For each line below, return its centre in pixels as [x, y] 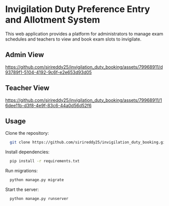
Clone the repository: [27, 133]
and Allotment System [53, 20]
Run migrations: [21, 171]
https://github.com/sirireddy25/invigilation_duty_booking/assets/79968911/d [84, 67]
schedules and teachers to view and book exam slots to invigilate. [73, 39]
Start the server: [22, 189]
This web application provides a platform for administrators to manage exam [84, 34]
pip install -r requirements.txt [45, 161]
